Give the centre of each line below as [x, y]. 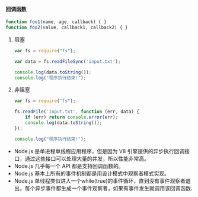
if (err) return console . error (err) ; [72, 117]
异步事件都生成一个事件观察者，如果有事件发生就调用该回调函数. [114, 188]
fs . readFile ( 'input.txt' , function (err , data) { [77, 112]
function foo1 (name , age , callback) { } [56, 22]
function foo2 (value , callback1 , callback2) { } [67, 28]
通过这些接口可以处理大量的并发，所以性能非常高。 [87, 158]
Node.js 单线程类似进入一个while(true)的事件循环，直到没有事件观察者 [100, 180]
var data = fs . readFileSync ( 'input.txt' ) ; [67, 61]
